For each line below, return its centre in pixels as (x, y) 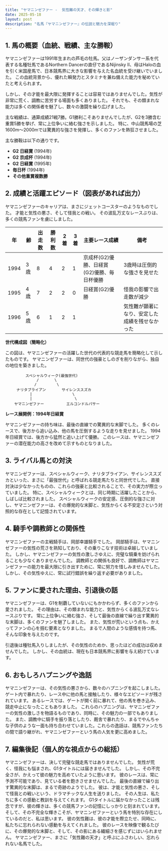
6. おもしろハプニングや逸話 (48, 675)
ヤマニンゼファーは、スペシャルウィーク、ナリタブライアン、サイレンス (79, 474)
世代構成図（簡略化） (27, 342)
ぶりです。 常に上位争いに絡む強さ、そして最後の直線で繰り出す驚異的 (86, 616)
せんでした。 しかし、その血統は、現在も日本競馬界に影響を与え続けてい (80, 652)
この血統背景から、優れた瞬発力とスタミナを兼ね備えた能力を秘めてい (87, 77)
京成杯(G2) (96, 257)
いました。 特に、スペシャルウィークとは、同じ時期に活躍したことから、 (84, 492)
